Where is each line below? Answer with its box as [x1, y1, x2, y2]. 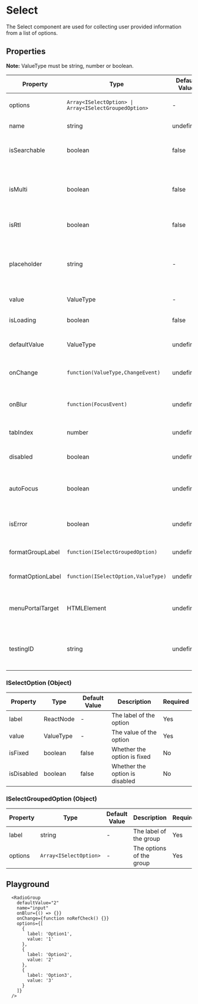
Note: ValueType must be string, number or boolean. [6, 62, 134, 69]
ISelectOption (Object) [6, 678, 72, 687]
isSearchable [9, 146, 45, 154]
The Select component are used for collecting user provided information [6, 23, 181, 30]
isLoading [9, 316, 37, 324]
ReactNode [43, 715, 75, 723]
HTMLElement [67, 604, 107, 612]
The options [133, 844, 167, 853]
